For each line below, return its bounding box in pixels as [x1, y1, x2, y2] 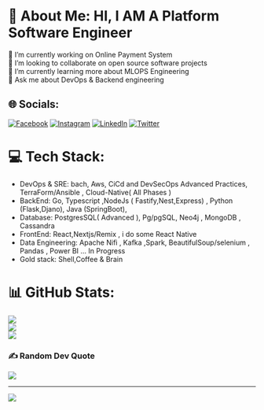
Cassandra [19, 220, 55, 231]
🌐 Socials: [8, 98, 60, 111]
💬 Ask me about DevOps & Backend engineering [8, 75, 165, 84]
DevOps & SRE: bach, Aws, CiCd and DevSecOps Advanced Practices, [19, 179, 248, 188]
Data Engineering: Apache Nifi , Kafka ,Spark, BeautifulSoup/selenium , [19, 238, 250, 247]
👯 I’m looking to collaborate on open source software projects [8, 58, 208, 68]
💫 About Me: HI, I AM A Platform [8, 7, 220, 25]
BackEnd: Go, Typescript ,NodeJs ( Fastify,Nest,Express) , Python [19, 196, 233, 205]
